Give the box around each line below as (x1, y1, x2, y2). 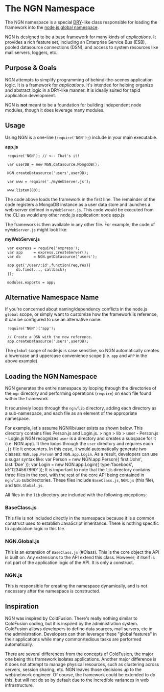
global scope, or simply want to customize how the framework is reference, (5, 311, 158, 317)
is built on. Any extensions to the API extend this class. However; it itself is (5, 554, 155, 560)
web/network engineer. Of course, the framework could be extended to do (5, 671, 156, 677)
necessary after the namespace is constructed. (5, 588, 100, 594)
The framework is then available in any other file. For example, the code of (5, 221, 155, 227)
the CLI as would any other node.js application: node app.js (5, 212, 125, 218)
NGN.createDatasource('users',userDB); (7, 170, 89, 176)
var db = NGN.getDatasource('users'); (7, 254, 97, 259)
